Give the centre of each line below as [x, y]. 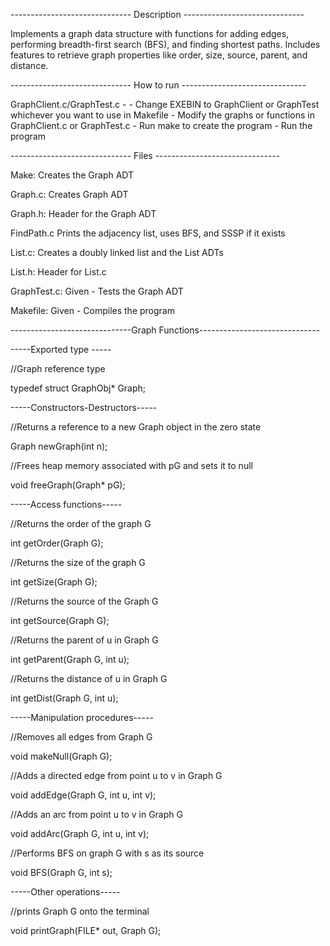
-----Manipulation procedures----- [82, 717]
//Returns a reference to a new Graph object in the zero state [136, 427]
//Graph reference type [58, 368]
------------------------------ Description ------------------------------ [157, 14]
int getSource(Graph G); [60, 620]
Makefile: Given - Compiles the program [92, 310]
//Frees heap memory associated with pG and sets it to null [131, 465]
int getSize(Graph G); [54, 582]
